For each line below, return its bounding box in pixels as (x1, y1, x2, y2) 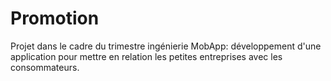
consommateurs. (10, 61, 80, 73)
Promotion (10, 7, 100, 30)
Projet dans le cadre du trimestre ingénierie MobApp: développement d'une (10, 40, 322, 52)
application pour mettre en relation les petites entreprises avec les (10, 50, 283, 62)
